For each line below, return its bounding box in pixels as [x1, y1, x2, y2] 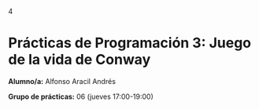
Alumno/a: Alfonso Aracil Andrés [8, 76, 117, 85]
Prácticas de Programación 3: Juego [8, 35, 252, 52]
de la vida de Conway [8, 51, 151, 69]
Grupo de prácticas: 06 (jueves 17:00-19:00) [8, 92, 154, 101]
